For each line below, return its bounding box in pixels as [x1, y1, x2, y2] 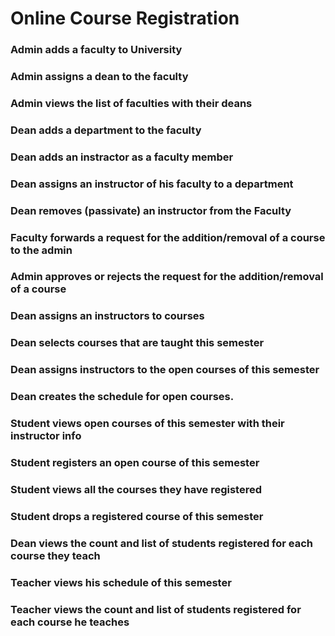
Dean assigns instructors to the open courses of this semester [10, 363, 320, 377]
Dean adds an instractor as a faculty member [10, 150, 234, 164]
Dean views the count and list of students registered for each [10, 536, 314, 550]
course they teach [10, 548, 101, 562]
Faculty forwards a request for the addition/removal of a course [10, 230, 326, 244]
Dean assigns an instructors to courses [10, 309, 205, 323]
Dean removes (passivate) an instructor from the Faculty [10, 203, 292, 217]
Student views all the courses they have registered [10, 482, 262, 496]
